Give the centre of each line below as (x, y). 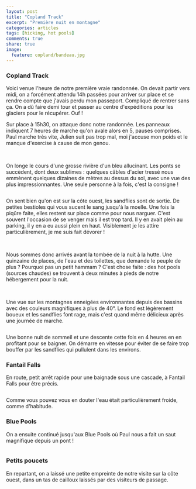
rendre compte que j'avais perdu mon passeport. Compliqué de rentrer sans (98, 101)
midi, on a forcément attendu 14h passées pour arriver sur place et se (90, 94)
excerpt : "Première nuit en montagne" (53, 22)
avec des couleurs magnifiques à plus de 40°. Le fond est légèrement (90, 308)
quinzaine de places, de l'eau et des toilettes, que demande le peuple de (94, 260)
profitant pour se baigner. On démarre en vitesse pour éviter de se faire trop (98, 343)
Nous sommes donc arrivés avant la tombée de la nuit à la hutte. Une (89, 254)
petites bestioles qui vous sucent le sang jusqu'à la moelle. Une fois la (90, 207)
